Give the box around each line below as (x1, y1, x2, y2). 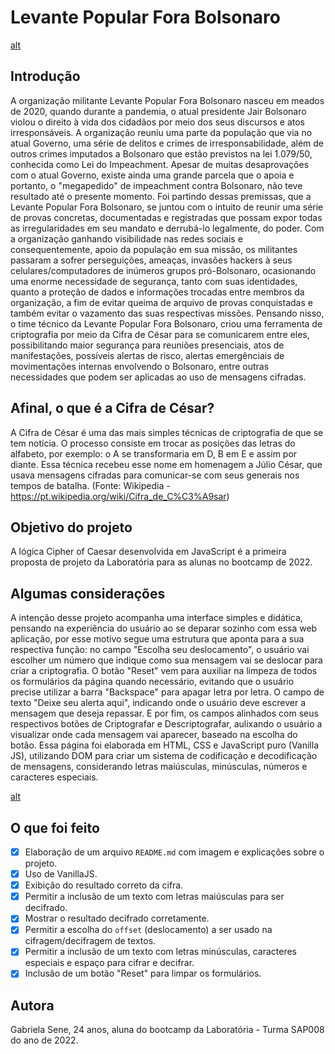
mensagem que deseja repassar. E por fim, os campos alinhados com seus (10, 707, 319, 720)
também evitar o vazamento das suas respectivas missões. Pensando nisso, (10, 307, 325, 319)
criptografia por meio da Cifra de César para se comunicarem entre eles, (10, 328, 310, 340)
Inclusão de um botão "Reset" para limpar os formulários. (24, 967, 262, 980)
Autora (10, 997, 55, 1014)
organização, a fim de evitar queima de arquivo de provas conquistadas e (10, 296, 313, 308)
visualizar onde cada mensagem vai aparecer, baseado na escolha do (10, 729, 298, 741)
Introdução (10, 68, 81, 85)
